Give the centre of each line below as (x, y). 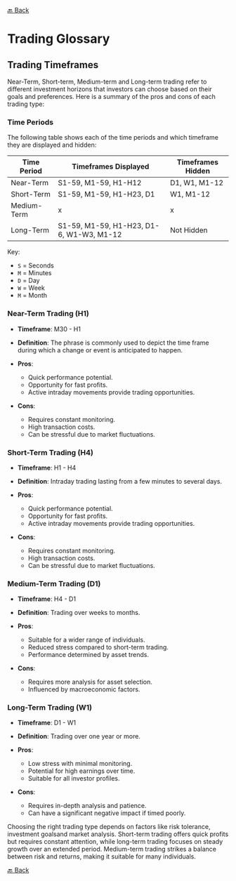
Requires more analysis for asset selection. (90, 682)
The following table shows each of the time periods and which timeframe (113, 138)
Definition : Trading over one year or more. (79, 736)
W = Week (31, 288)
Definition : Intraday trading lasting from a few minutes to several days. (120, 481)
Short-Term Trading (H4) (50, 452)
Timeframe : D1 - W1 (46, 723)
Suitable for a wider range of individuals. (86, 640)
